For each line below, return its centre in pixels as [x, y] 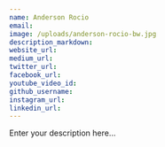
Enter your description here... [63, 133]
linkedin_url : [35, 108]
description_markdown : [51, 42]
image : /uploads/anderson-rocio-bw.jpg [83, 34]
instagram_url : [37, 100]
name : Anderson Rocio [49, 17]
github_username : [41, 91]
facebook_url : [35, 75]
